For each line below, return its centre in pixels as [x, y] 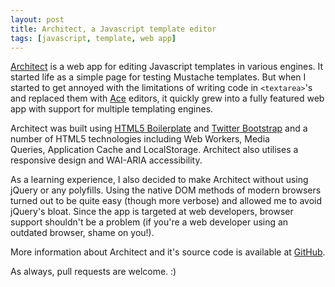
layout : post [37, 19]
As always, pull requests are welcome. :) [93, 272]
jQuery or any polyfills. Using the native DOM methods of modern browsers [166, 190]
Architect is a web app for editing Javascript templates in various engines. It [167, 67]
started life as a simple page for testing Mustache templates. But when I [158, 77]
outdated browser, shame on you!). [82, 233]
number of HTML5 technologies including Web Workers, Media [140, 139]
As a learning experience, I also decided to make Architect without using [159, 180]
